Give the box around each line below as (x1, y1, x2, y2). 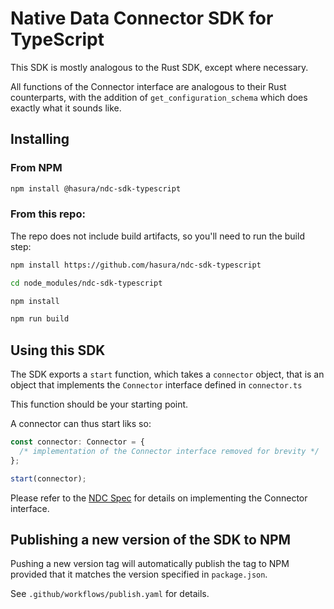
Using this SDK (10, 342, 106, 359)
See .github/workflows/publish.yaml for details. (10, 588, 210, 600)
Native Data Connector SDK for (10, 7, 274, 30)
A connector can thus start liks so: (10, 418, 152, 430)
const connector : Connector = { (10, 437, 145, 447)
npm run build (10, 314, 70, 324)
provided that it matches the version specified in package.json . (10, 568, 268, 581)
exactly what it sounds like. (10, 102, 122, 114)
